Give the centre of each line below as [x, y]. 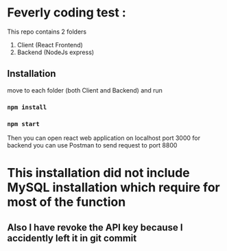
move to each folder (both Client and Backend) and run [85, 90]
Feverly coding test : [67, 13]
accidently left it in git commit [72, 238]
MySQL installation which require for [114, 188]
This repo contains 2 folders [47, 32]
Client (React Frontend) [50, 45]
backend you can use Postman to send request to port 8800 [92, 145]
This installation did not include [98, 173]
